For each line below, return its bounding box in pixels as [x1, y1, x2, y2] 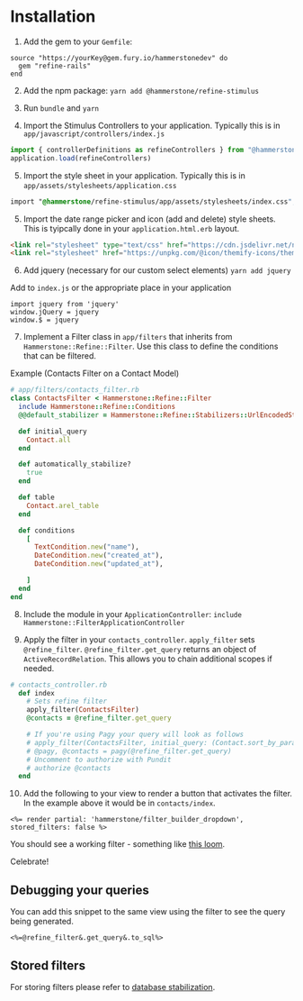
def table [18, 493, 55, 502]
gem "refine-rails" [18, 61, 92, 70]
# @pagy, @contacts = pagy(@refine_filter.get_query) [26, 746, 232, 756]
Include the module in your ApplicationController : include [22, 608, 242, 619]
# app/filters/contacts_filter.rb [10, 386, 140, 395]
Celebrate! [10, 856, 49, 867]
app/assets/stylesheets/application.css [22, 181, 177, 190]
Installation [10, 6, 96, 27]
